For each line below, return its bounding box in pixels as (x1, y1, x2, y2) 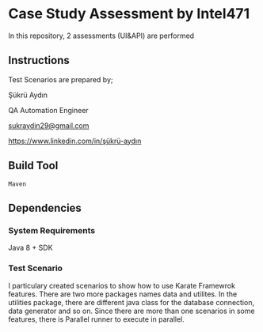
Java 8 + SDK (8, 243, 53, 253)
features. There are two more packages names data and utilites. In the (8, 289, 238, 299)
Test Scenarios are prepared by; (8, 74, 113, 84)
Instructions (8, 54, 70, 67)
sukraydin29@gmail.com (8, 120, 90, 130)
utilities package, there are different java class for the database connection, (8, 297, 255, 307)
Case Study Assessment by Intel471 (8, 5, 250, 23)
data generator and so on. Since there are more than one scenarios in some (8, 306, 255, 315)
